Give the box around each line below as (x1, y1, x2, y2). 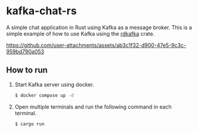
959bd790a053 (6, 47, 45, 55)
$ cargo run (14, 121, 45, 127)
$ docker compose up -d (14, 92, 74, 99)
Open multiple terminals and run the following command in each (14, 103, 172, 110)
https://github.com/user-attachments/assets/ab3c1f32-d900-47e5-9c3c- (6, 42, 186, 49)
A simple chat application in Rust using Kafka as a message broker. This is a (6, 24, 192, 31)
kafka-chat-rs (6, 4, 77, 18)
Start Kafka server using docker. (14, 81, 95, 88)
